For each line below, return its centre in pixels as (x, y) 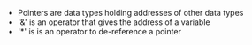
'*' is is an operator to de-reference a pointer (99, 31)
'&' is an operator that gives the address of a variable (114, 22)
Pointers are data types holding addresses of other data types (130, 13)
